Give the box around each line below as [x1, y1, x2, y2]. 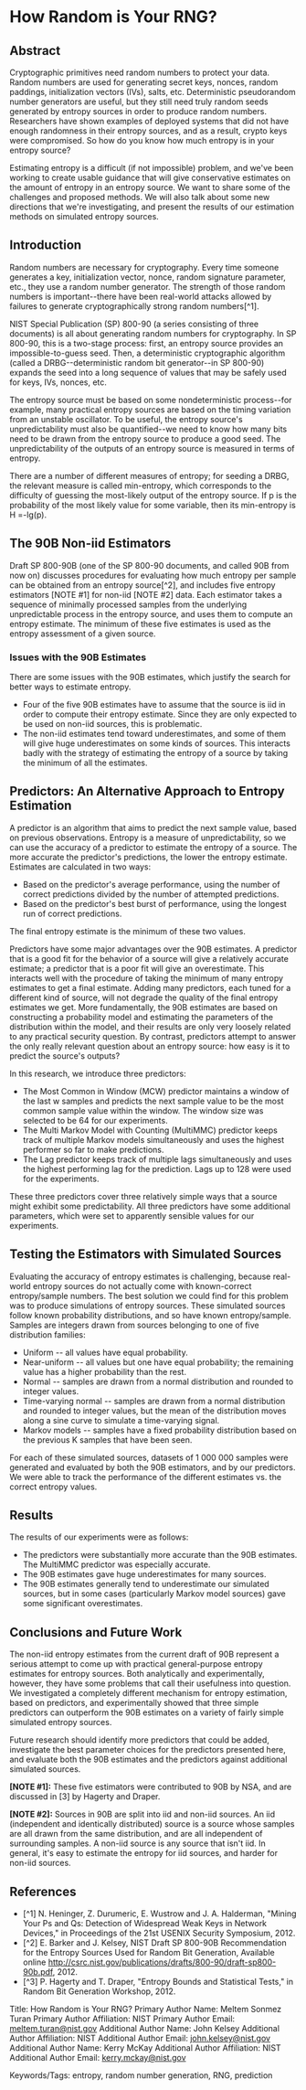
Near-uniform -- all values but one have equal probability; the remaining [22, 1356, 294, 1368]
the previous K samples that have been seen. [22, 1434, 193, 1445]
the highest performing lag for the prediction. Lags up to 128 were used [22, 1163, 292, 1174]
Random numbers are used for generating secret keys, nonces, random [9, 77, 279, 88]
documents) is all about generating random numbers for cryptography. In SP [9, 327, 297, 339]
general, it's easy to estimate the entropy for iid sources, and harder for [9, 1848, 279, 1859]
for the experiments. [22, 1173, 100, 1184]
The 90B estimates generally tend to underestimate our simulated [22, 1579, 269, 1590]
